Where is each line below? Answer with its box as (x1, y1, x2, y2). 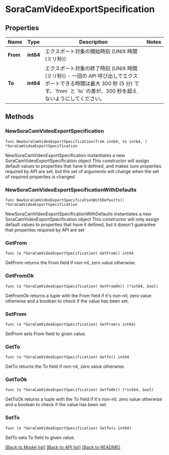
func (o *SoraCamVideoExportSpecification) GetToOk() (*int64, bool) (5, 388, 154, 393)
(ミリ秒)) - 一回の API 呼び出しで (45, 72, 123, 79)
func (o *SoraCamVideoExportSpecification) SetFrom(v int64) (5, 322, 136, 327)
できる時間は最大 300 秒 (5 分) (60, 80, 133, 87)
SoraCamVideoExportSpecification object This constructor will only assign (5, 216, 159, 222)
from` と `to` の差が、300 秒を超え (56, 88, 137, 94)
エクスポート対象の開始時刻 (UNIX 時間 (45, 48, 138, 55)
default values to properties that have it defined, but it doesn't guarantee (5, 221, 156, 227)
